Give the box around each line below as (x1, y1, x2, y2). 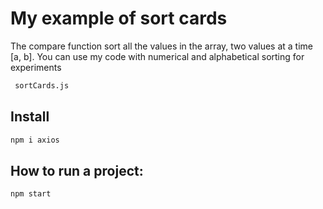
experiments (10, 61, 62, 73)
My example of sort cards (10, 7, 228, 30)
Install (10, 108, 50, 126)
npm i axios (10, 135, 60, 145)
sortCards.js (14, 80, 70, 91)
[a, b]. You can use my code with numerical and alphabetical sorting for (10, 50, 305, 62)
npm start (10, 189, 52, 199)
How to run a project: (10, 162, 144, 179)
